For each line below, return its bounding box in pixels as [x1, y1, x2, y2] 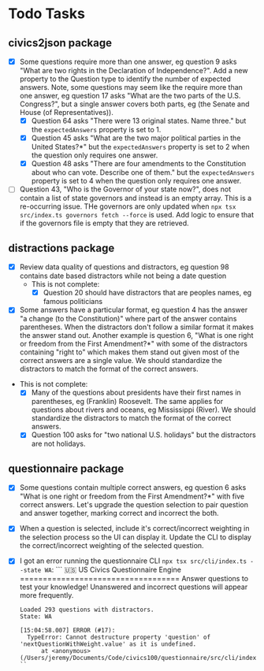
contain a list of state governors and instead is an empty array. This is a [19, 194, 252, 203]
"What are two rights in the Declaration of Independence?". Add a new [19, 66, 248, 76]
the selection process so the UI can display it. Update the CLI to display [19, 532, 252, 542]
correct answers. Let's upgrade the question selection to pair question [19, 500, 248, 510]
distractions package [8, 241, 115, 254]
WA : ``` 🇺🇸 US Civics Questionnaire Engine [44, 565, 181, 575]
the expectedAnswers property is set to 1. [31, 125, 162, 135]
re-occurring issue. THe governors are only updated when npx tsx [19, 202, 236, 211]
